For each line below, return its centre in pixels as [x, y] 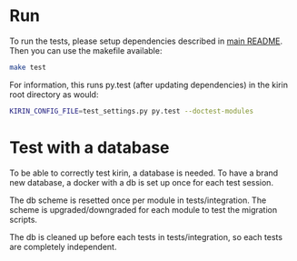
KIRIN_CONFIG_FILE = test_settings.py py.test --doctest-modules [132, 111]
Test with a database [89, 147]
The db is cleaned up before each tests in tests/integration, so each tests [146, 236]
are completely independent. [63, 246]
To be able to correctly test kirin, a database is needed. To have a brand [144, 173]
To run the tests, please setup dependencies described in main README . [146, 41]
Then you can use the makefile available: [86, 50]
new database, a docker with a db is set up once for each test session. [142, 182]
